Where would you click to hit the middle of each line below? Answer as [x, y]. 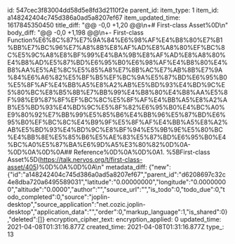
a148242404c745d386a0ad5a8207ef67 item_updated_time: [94, 18]
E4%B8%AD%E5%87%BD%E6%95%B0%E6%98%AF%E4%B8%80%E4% [117, 62]
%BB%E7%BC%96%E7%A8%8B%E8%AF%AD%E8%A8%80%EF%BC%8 [116, 47]
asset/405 [22, 167]
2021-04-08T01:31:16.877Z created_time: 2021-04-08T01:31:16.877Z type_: [116, 227]
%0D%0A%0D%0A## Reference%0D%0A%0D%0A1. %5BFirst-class [109, 152]
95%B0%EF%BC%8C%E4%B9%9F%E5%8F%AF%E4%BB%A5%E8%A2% [117, 122]
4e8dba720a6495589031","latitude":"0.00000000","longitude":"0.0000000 [117, 182]
